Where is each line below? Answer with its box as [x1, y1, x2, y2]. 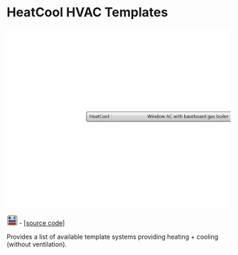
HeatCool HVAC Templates [6, 4, 168, 21]
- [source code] [18, 219, 65, 227]
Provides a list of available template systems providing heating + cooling [6, 232, 219, 242]
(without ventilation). [6, 240, 67, 249]
